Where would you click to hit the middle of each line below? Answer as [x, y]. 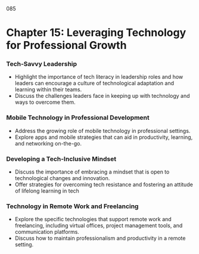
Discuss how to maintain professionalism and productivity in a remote [100, 238]
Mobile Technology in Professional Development [78, 117]
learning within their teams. [48, 89]
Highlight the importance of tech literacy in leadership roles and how [99, 77]
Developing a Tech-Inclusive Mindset [61, 159]
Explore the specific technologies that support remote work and [93, 219]
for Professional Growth [66, 46]
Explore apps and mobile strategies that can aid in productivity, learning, [104, 137]
